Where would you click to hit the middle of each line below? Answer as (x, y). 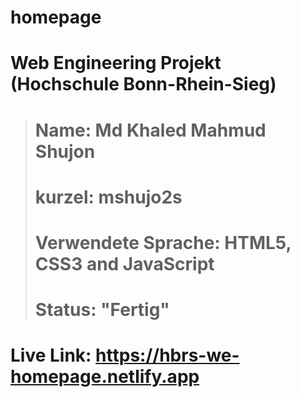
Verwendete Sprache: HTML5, (163, 242)
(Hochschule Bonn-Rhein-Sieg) (143, 84)
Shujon (65, 151)
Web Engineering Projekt (116, 63)
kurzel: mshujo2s (108, 197)
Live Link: (51, 355)
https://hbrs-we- (167, 355)
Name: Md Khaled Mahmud (150, 130)
